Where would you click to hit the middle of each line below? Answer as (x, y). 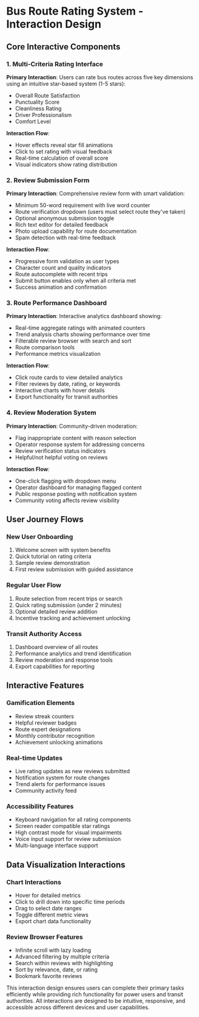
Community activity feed (46, 791)
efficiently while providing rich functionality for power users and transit (95, 994)
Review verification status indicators (60, 451)
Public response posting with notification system (76, 494)
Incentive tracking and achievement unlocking (73, 618)
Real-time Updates (34, 758)
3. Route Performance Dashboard (57, 303)
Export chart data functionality (53, 921)
